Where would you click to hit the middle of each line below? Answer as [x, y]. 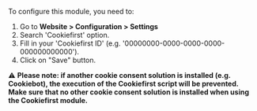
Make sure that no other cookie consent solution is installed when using [129, 92]
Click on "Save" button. [58, 60]
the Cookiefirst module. [48, 100]
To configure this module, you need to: [71, 11]
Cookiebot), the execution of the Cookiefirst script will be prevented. [123, 83]
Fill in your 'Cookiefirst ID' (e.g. [70, 43]
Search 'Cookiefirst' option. [64, 35]
